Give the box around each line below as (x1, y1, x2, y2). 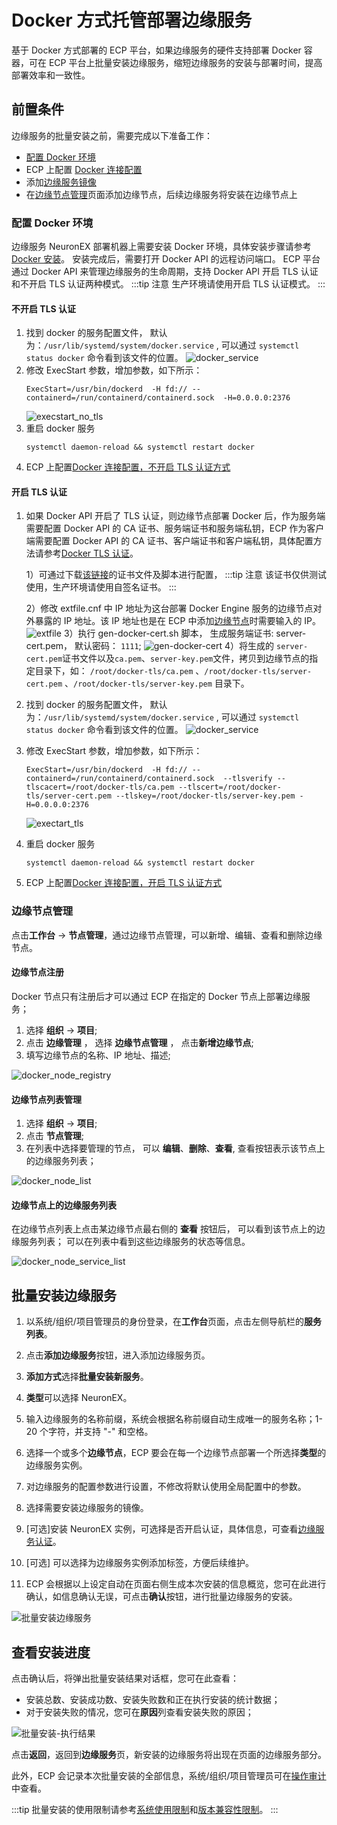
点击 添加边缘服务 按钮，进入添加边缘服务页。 (25, 1349, 211, 1361)
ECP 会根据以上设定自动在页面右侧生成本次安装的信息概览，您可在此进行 (25, 1578, 327, 1590)
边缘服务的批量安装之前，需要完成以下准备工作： (11, 129, 213, 141)
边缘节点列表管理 (11, 1093, 82, 1105)
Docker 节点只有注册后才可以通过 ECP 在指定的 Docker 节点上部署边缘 (11, 990, 302, 1002)
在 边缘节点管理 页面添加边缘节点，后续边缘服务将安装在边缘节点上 (25, 188, 298, 200)
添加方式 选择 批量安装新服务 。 (25, 1371, 149, 1383)
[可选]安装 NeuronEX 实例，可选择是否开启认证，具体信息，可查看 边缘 (25, 1523, 316, 1535)
